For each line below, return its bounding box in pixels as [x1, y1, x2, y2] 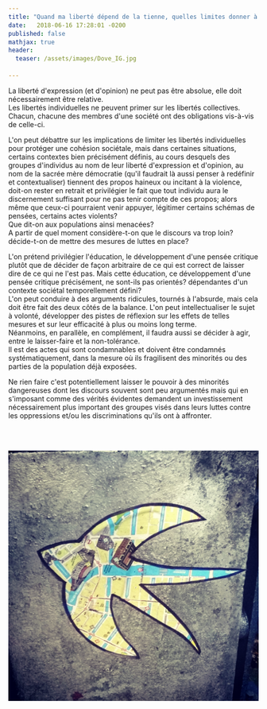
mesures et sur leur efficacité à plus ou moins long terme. [8, 319, 197, 329]
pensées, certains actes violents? [8, 211, 118, 220]
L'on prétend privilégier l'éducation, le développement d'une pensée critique [8, 251, 258, 262]
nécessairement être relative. [8, 94, 104, 103]
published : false [8, 29, 66, 37]
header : [8, 46, 34, 55]
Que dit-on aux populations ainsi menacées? [8, 219, 154, 229]
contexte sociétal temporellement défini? [8, 285, 141, 295]
